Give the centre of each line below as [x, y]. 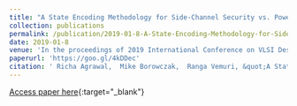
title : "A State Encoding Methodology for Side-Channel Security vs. [140, 17]
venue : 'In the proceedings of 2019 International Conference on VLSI [142, 50]
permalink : [29, 34]
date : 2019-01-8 [39, 42]
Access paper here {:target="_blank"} [77, 91]
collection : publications [57, 26]
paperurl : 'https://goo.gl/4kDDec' [75, 58]
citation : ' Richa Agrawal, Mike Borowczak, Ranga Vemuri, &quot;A [140, 67]
